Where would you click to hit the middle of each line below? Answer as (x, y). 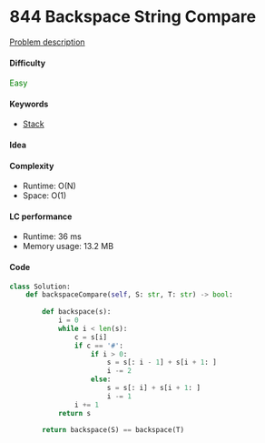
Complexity (32, 166)
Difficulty (28, 63)
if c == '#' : (99, 346)
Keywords (29, 104)
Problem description (47, 42)
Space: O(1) (44, 196)
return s (74, 413)
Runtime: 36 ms (52, 237)
